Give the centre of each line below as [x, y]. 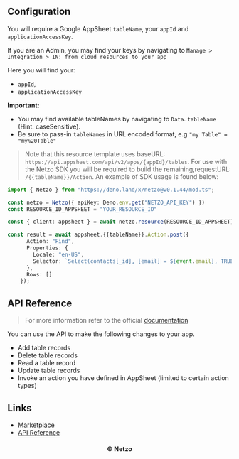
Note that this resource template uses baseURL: [95, 154]
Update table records [49, 371]
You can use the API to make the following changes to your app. [101, 334]
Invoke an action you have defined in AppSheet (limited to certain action [123, 378]
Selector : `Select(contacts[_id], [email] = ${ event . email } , [126, 261]
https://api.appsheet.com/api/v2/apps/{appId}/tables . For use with [126, 161]
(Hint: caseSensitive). [49, 126]
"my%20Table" [37, 141]
